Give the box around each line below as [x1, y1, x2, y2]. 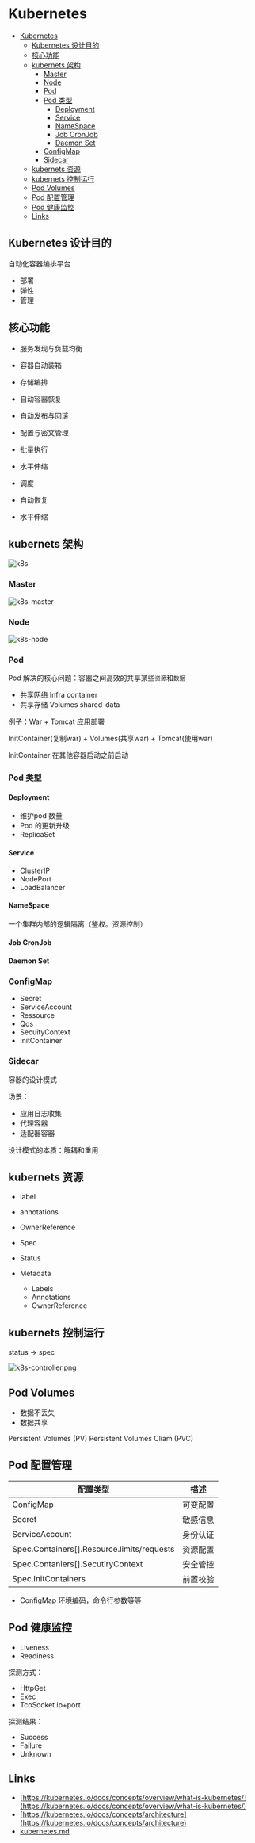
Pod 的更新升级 [19, 821, 70, 831]
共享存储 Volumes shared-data [19, 700, 120, 709]
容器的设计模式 [8, 1075, 57, 1084]
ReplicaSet [19, 830, 55, 839]
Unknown [19, 1749, 51, 1758]
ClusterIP [19, 866, 50, 875]
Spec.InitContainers [12, 1573, 86, 1584]
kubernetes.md [19, 1826, 70, 1836]
